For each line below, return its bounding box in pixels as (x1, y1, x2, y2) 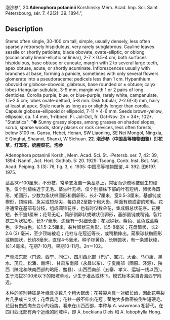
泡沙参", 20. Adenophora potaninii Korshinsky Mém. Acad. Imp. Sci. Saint (5, 5, 158, 10)
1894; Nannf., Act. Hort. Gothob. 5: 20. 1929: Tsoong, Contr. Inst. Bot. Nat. (5, 157, 159, 164)
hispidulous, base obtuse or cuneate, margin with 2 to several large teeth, (5, 60, 158, 66)
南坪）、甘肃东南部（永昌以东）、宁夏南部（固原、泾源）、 (40, 260, 158, 266)
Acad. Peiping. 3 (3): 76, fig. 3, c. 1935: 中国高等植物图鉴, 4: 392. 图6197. (5, 164, 157, 170)
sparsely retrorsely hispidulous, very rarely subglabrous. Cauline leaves (5, 44, 155, 50)
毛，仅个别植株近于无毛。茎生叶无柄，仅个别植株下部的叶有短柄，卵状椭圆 (5, 186, 160, 192)
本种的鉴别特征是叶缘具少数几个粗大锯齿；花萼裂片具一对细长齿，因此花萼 (5, 290, 160, 296)
